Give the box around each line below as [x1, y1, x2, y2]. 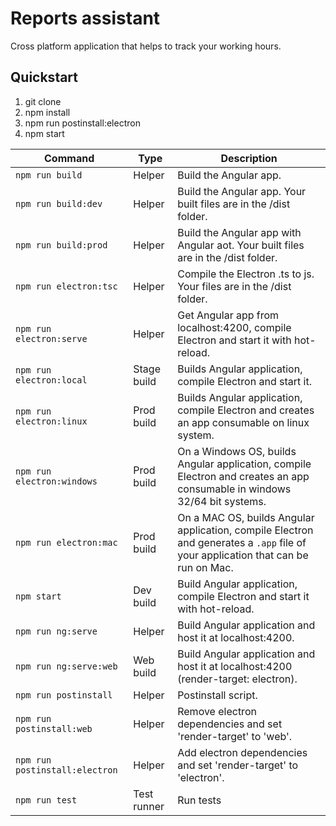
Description [220, 151, 278, 165]
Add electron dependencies [177, 745, 308, 759]
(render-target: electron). [177, 672, 298, 686]
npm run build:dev [15, 198, 103, 209]
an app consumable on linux [177, 415, 310, 429]
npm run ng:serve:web [15, 660, 118, 672]
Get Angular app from [177, 308, 280, 322]
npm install [24, 106, 71, 118]
